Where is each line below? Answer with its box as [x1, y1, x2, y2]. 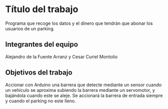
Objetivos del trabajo [5, 68, 72, 77]
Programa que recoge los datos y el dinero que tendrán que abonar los [5, 20, 153, 26]
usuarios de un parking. [5, 25, 55, 31]
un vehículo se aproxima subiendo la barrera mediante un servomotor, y [5, 87, 155, 93]
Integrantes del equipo [5, 40, 78, 49]
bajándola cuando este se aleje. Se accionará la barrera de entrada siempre [5, 92, 163, 98]
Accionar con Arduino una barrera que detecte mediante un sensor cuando [5, 82, 162, 88]
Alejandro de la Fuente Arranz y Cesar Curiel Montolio [5, 53, 118, 60]
